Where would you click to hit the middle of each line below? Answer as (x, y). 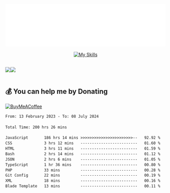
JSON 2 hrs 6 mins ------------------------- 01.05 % (83, 159)
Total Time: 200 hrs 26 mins (36, 127)
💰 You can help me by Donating (56, 91)
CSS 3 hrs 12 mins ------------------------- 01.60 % (83, 143)
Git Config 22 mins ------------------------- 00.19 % (83, 175)
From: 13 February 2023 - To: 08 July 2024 (52, 116)
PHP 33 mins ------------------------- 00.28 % (83, 170)
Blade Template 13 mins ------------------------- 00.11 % (83, 186)
